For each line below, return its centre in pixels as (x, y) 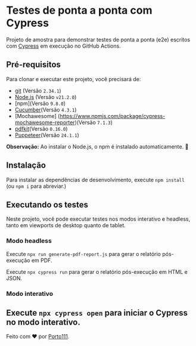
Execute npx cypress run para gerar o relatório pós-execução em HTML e (97, 271)
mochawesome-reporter (45, 122)
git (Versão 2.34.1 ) (38, 91)
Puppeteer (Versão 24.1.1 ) (47, 135)
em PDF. (42, 260)
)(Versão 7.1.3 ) (94, 122)
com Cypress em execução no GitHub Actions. (63, 46)
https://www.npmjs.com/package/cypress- (112, 116)
